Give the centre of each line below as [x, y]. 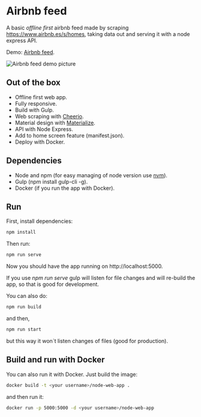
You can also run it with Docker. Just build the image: [72, 374]
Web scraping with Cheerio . [49, 116]
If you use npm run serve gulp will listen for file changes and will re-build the [101, 278]
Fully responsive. [36, 103]
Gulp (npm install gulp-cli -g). [51, 181]
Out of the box [34, 83]
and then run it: [25, 397]
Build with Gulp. [34, 110]
